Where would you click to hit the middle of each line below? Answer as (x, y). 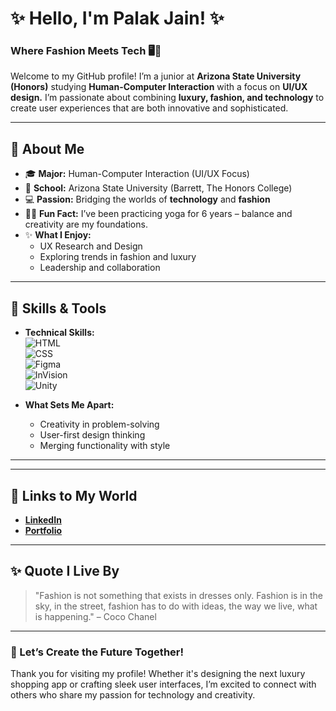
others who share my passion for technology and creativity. (133, 695)
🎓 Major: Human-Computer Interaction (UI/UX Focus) (137, 174)
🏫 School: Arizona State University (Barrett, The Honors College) (158, 188)
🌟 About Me (47, 148)
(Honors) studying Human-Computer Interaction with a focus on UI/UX (159, 87)
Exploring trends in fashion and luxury (118, 257)
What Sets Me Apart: (69, 405)
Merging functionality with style (105, 446)
